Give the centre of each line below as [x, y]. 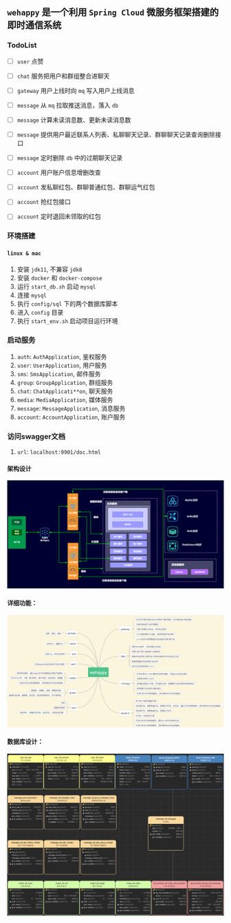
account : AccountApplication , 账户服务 [71, 417]
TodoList [22, 45]
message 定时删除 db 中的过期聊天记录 [70, 158]
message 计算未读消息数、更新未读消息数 [74, 120]
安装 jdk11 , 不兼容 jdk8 [49, 269]
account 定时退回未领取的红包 [59, 216]
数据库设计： [25, 742]
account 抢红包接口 [44, 202]
